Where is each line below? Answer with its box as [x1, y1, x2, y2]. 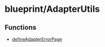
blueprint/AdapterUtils [4, 3, 100, 15]
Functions [4, 23, 37, 32]
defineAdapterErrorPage [11, 36, 63, 42]
